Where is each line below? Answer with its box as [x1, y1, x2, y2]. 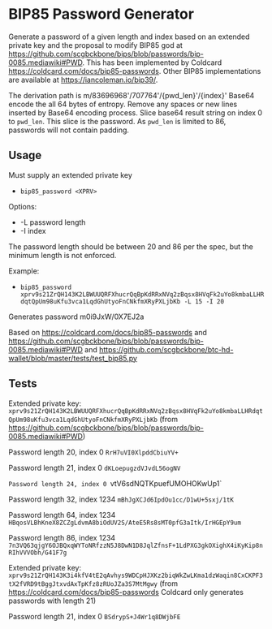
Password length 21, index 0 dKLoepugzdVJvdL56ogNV [8, 463, 181, 472]
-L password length [19, 217, 86, 227]
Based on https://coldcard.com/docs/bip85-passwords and [8, 327, 207, 337]
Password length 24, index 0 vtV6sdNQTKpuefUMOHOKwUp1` [8, 478, 222, 488]
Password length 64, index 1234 [8, 510, 116, 519]
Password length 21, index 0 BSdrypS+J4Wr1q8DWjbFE [8, 611, 181, 621]
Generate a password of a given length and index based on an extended [8, 32, 250, 41]
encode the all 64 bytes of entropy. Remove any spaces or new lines [8, 99, 238, 109]
